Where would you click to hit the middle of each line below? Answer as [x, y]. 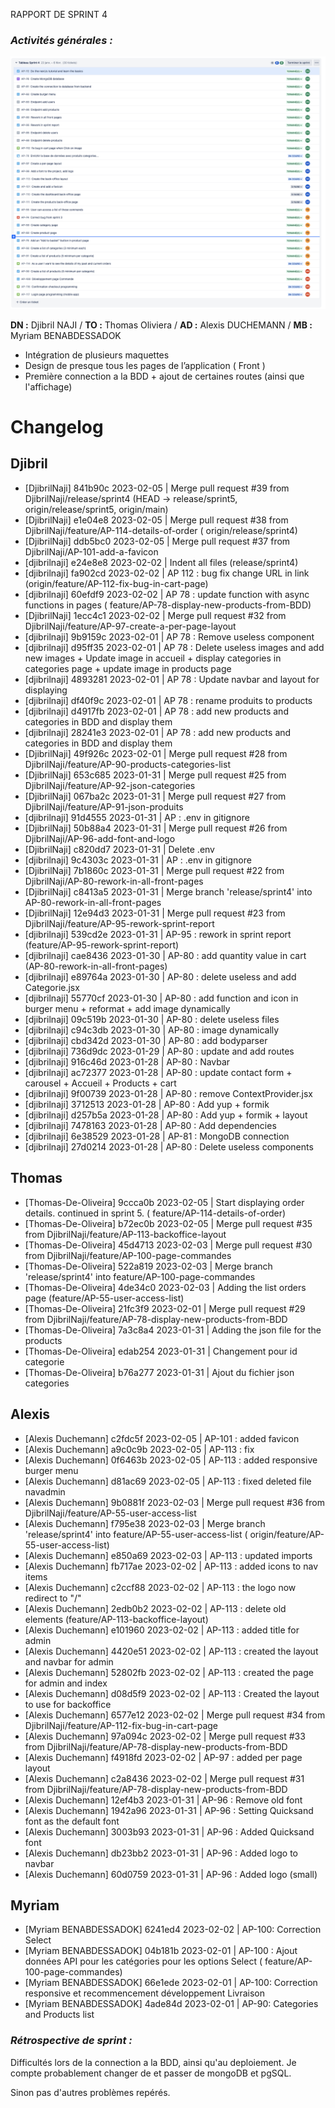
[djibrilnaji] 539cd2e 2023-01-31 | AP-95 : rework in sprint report [158, 934]
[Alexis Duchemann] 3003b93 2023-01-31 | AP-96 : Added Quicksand [169, 1831]
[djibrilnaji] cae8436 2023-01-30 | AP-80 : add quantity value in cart [165, 955]
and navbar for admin [69, 1661]
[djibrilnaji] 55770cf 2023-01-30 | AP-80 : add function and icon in [161, 998]
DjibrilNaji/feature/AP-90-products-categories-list [127, 764]
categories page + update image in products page [128, 668]
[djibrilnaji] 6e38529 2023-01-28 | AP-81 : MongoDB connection [157, 1136]
